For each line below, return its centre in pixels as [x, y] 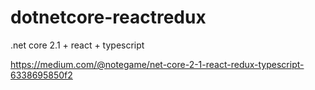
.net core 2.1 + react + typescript [77, 45]
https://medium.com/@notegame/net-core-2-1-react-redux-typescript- [157, 64]
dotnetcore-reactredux [108, 17]
